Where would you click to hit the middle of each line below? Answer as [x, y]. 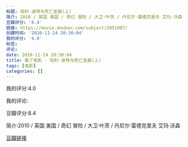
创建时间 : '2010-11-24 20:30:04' [45, 33]
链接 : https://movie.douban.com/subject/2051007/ [67, 28]
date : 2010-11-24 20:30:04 [39, 55]
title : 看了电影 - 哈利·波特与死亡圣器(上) [54, 60]
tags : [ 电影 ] [21, 66]
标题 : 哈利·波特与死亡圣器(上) [39, 11]
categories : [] [25, 71]
